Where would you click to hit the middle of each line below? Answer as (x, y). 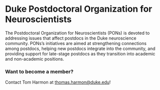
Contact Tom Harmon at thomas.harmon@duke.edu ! (58, 82)
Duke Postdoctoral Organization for (79, 9)
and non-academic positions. (35, 59)
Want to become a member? (39, 71)
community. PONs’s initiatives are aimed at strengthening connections (76, 43)
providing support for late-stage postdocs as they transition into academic (80, 54)
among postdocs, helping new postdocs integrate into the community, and (80, 48)
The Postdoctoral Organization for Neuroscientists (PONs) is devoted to (77, 33)
